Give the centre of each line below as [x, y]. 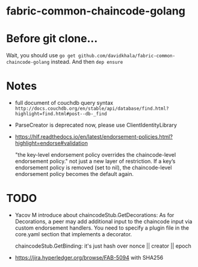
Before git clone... [52, 39]
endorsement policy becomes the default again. [74, 174]
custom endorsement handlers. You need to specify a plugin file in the [102, 228]
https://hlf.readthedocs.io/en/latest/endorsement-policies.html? [94, 137]
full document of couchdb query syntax [64, 103]
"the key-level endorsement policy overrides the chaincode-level [95, 155]
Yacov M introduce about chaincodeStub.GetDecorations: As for [94, 215]
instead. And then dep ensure [87, 62]
